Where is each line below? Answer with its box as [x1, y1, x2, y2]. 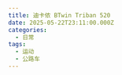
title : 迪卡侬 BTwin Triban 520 [8, 11, 111, 20]
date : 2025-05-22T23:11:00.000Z [8, 19, 114, 27]
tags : [8, 41, 26, 48]
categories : [8, 26, 47, 34]
